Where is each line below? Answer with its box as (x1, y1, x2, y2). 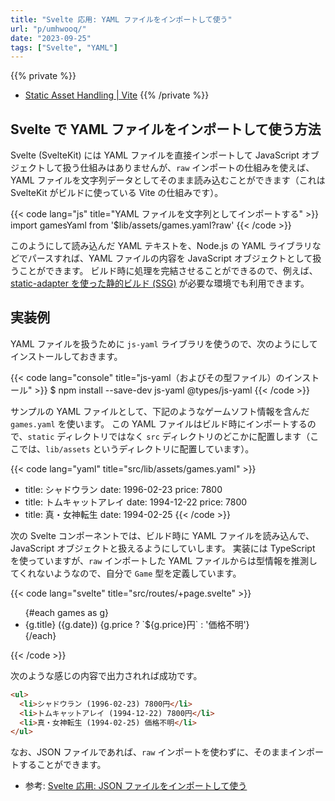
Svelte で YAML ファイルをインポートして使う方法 (10, 121, 322, 138)
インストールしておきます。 (10, 350, 123, 362)
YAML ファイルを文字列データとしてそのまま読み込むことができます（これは (10, 174, 326, 186)
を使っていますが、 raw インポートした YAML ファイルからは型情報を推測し (10, 554, 318, 566)
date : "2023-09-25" (10, 33, 92, 43)
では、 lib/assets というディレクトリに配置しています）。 (18, 442, 255, 455)
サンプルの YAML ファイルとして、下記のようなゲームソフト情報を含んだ (10, 405, 310, 417)
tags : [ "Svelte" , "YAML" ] (10, 42, 118, 53)
